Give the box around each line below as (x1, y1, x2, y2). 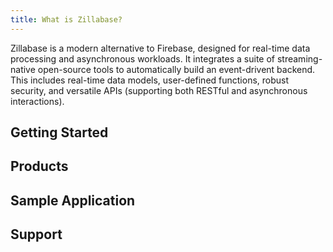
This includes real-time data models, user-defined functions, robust (10, 74, 290, 86)
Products (10, 158, 69, 175)
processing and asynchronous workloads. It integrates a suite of (10, 52, 276, 65)
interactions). (10, 95, 65, 107)
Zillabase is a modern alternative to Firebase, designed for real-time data (10, 42, 311, 54)
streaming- (276, 52, 323, 65)
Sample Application (10, 192, 136, 209)
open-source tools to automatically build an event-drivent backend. (37, 63, 316, 75)
